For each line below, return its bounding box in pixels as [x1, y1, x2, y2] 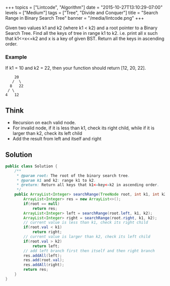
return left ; [32, 244, 60, 249]
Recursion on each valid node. [12, 120, 76, 126]
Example [5, 53, 27, 60]
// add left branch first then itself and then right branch [23, 248, 155, 253]
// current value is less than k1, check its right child [23, 220, 148, 225]
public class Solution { [5, 164, 58, 169]
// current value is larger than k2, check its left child [23, 234, 151, 240]
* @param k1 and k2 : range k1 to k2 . [16, 178, 96, 183]
